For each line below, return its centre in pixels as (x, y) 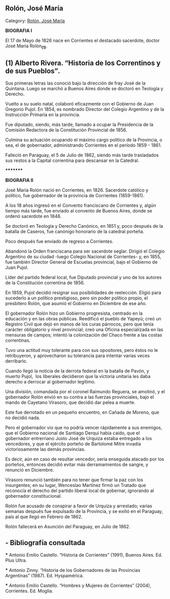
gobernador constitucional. (33, 496)
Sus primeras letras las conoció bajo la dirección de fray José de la (75, 83)
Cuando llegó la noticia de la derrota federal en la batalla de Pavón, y (77, 371)
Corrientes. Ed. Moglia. (29, 591)
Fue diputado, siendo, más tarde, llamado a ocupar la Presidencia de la (79, 125)
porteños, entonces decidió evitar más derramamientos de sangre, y (77, 465)
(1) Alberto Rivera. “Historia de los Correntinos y (83, 63)
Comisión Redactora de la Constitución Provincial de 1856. (66, 130)
